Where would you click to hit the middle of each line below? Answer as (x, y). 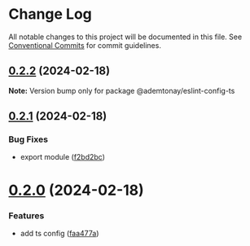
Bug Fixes (29, 139)
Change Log (50, 14)
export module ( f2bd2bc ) (63, 157)
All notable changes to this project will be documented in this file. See (125, 37)
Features (26, 215)
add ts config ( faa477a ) (59, 233)
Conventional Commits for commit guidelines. (85, 45)
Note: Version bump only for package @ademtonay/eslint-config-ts (122, 90)
